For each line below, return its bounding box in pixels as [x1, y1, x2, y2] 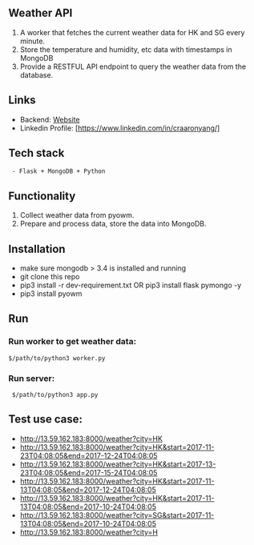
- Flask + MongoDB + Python [11, 167, 106, 175]
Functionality [8, 189, 76, 202]
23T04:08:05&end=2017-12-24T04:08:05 [19, 451, 158, 460]
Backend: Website [19, 114, 80, 124]
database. [19, 70, 54, 79]
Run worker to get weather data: [8, 336, 137, 347]
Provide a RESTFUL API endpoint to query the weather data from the [19, 62, 247, 71]
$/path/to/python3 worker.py [8, 354, 106, 363]
